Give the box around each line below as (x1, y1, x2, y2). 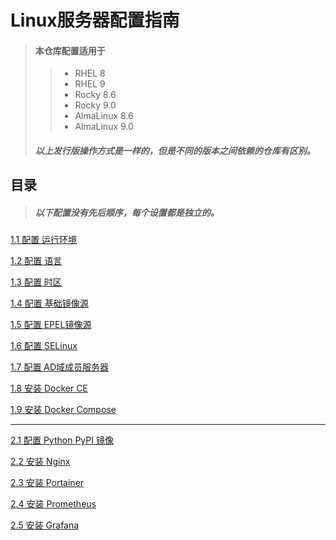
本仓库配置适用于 (34, 44, 106, 56)
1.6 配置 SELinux (10, 340, 78, 352)
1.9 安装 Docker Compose (10, 404, 117, 416)
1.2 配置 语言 (10, 255, 63, 267)
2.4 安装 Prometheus (10, 498, 97, 510)
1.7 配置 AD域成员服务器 (10, 361, 110, 373)
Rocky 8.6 (74, 89, 117, 101)
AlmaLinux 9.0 (74, 121, 134, 133)
